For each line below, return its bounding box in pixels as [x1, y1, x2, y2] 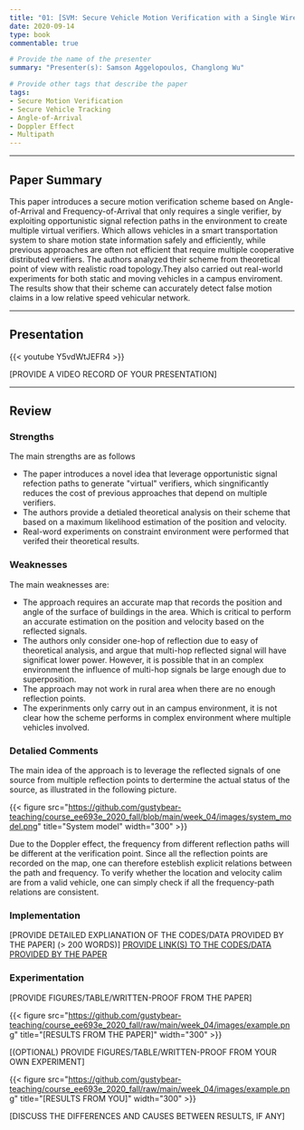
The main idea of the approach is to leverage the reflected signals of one [9, 765, 281, 776]
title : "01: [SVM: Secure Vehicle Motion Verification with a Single [9, 13, 278, 23]
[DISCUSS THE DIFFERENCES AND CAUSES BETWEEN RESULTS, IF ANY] [9, 1110, 285, 1121]
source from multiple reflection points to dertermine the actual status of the [9, 775, 290, 786]
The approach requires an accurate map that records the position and [22, 597, 283, 608]
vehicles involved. [22, 722, 90, 733]
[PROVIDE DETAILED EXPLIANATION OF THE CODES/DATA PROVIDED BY [9, 930, 285, 941]
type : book [9, 30, 51, 39]
